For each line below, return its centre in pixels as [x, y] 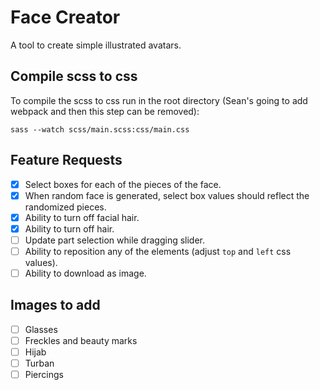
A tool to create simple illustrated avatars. [96, 45]
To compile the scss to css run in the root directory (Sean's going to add [159, 100]
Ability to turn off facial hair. [82, 217]
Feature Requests [66, 160]
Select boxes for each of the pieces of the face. [123, 184]
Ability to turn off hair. [69, 228]
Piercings [44, 375]
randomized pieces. [65, 207]
